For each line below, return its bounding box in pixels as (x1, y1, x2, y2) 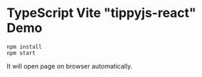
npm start (6, 49, 36, 57)
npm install (6, 43, 42, 50)
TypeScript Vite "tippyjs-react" (6, 5, 196, 21)
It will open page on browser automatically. (6, 61, 133, 70)
